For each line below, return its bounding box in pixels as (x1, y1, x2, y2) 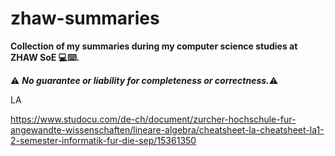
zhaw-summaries (10, 7, 160, 30)
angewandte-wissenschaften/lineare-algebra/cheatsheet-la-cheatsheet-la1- (10, 123, 325, 136)
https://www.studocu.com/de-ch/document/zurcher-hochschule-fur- (10, 113, 297, 125)
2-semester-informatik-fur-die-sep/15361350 (10, 134, 197, 146)
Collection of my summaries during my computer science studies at (10, 40, 298, 52)
